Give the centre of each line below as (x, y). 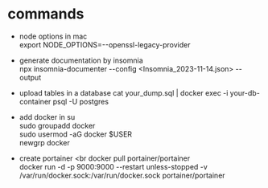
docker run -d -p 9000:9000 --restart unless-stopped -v (113, 166)
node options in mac (53, 36)
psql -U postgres (81, 101)
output (30, 77)
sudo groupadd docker (57, 125)
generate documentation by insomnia (81, 60)
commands (46, 14)
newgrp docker (44, 142)
